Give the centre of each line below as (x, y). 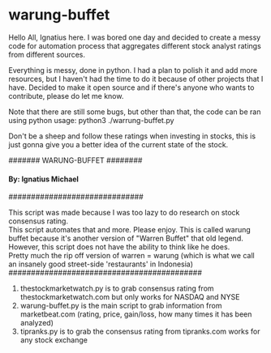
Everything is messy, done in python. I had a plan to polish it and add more (133, 70)
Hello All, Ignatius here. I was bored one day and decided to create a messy (135, 37)
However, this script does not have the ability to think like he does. (119, 247)
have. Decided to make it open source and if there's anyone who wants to (131, 87)
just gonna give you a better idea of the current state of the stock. (118, 144)
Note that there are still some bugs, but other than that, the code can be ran (135, 112)
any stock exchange (54, 340)
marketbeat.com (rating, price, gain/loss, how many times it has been (136, 314)
